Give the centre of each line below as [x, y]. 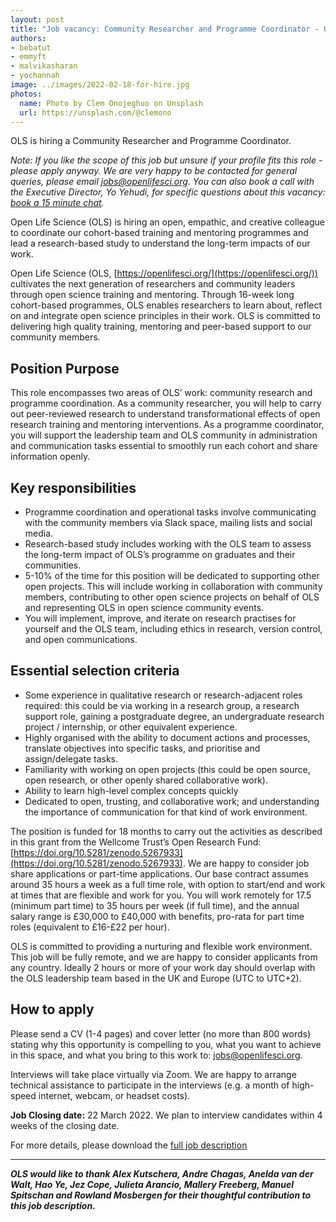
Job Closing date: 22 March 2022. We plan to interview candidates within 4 [166, 1115]
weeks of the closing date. [65, 1125]
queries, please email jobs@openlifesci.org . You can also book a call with [162, 182]
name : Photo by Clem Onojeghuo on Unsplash [111, 103]
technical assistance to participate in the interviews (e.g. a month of [150, 1085]
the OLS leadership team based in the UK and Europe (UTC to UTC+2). [156, 978]
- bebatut [31, 47]
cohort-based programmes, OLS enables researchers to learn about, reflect [166, 305]
